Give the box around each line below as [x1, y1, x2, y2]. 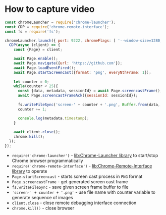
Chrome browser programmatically [11, 158, 83, 163]
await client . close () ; [13, 130, 60, 135]
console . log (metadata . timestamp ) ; [17, 115, 90, 121]
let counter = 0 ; [13, 79, 50, 84]
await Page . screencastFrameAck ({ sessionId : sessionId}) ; [17, 93, 138, 98]
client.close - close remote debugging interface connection [11, 200, 137, 206]
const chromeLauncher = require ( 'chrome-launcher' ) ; [4, 20, 116, 25]
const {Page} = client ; [13, 47, 63, 53]
